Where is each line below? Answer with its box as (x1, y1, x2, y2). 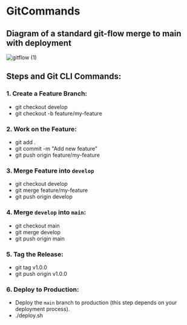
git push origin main (15, 235, 65, 242)
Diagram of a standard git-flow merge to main (6, 28, 182, 39)
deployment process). (15, 306, 70, 313)
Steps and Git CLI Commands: (6, 71, 122, 82)
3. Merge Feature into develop (6, 166, 94, 175)
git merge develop (15, 228, 61, 235)
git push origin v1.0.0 (15, 270, 68, 277)
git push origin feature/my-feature (15, 151, 100, 159)
